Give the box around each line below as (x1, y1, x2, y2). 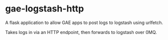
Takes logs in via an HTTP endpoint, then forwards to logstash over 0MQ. (5, 29, 157, 35)
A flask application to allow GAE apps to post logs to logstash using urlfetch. (5, 19, 163, 25)
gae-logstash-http (5, 3, 85, 14)
